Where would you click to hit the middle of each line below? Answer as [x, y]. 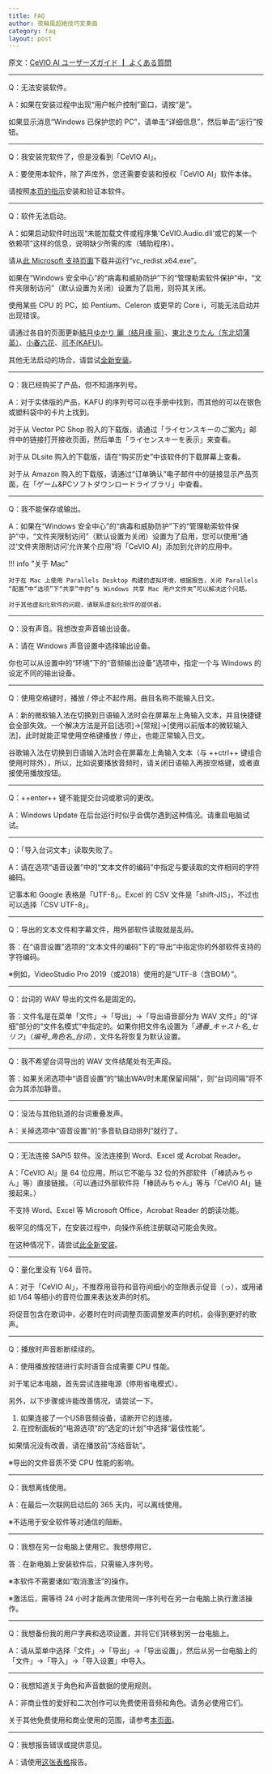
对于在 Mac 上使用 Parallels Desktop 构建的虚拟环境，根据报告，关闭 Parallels [134, 581]
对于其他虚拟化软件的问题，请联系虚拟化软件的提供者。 [87, 605]
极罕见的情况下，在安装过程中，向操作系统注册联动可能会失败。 [115, 1228]
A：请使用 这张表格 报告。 [50, 1762]
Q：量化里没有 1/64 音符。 [53, 1270]
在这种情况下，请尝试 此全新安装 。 [65, 1245]
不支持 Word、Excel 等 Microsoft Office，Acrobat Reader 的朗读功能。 [126, 1211]
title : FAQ [27, 16]
